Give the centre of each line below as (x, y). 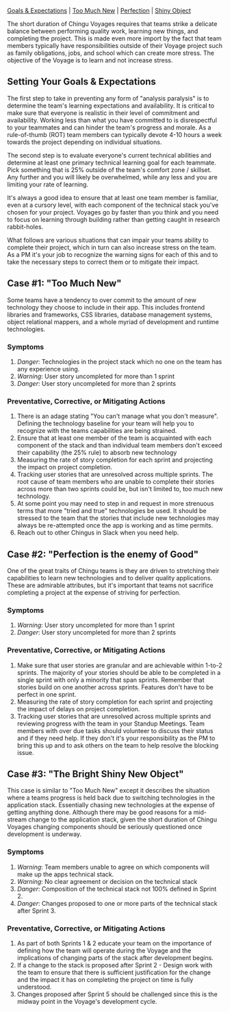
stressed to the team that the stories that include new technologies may (118, 518)
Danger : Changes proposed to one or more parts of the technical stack (117, 903)
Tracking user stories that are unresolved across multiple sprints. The (115, 474)
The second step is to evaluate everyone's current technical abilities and (110, 155)
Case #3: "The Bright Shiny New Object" (95, 774)
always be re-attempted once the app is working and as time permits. (115, 526)
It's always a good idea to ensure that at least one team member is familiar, (113, 197)
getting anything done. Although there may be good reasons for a (100, 813)
